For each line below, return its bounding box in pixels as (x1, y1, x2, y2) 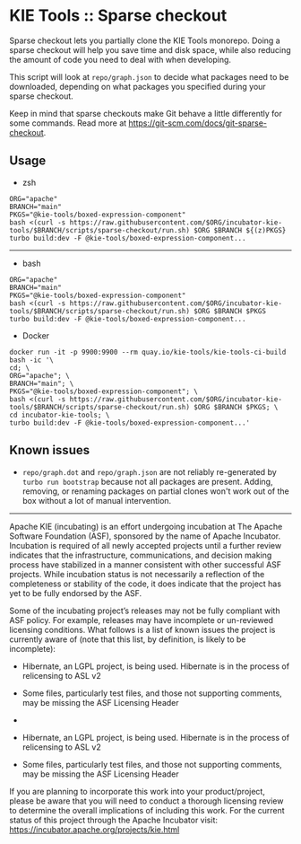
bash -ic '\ (9, 356, 54, 365)
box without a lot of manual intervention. (21, 495, 172, 506)
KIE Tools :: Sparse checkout (9, 5, 228, 26)
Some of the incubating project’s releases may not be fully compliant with (9, 605, 280, 616)
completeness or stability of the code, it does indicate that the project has (9, 578, 282, 589)
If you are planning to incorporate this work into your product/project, (9, 786, 266, 796)
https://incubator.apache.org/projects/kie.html (9, 823, 180, 835)
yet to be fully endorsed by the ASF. (9, 587, 142, 598)
